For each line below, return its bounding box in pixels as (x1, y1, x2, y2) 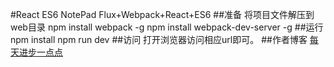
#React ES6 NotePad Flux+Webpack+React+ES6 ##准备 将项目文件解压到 (10, 9, 315, 20)
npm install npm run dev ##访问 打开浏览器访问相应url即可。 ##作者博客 (10, 34, 308, 45)
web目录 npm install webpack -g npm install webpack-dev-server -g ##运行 (10, 21, 324, 33)
